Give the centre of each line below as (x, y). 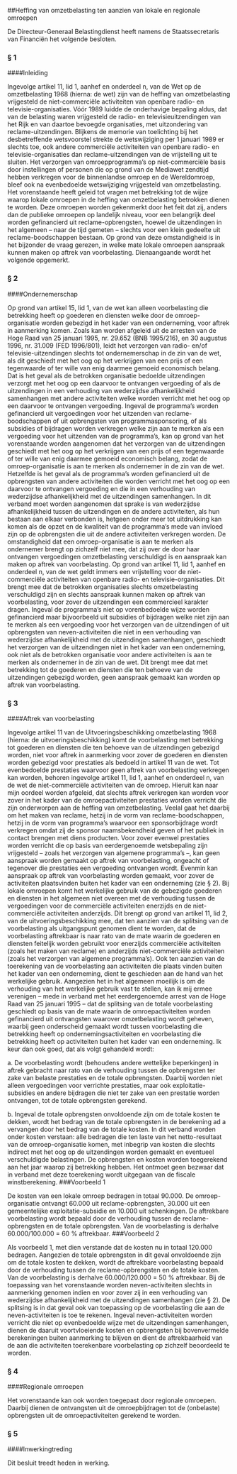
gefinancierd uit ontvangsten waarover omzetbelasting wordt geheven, (111, 1018)
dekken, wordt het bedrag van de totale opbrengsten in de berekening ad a (117, 1121)
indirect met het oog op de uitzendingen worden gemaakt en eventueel (111, 1152)
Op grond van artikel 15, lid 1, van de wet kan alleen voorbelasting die (108, 307)
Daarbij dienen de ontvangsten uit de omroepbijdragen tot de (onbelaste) (114, 1408)
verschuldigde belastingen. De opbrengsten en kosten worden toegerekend (117, 1159)
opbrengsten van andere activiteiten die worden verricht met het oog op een (118, 481)
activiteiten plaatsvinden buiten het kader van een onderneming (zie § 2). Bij (118, 883)
